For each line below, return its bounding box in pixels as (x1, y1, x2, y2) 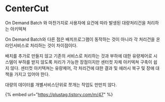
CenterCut (5, 3, 49, 14)
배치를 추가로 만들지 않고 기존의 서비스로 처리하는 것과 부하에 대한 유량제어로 (5, 52, 153, 59)
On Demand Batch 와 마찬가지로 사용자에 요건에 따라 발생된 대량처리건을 (5, 20, 146, 25)
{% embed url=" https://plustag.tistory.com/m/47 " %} (5, 91, 113, 97)
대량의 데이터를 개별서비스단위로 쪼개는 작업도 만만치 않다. (5, 81, 117, 87)
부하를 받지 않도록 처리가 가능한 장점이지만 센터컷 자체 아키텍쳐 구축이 (18, 59, 153, 65)
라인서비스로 (5, 42, 30, 48)
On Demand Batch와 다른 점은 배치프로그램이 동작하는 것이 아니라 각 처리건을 (5, 36, 155, 42)
